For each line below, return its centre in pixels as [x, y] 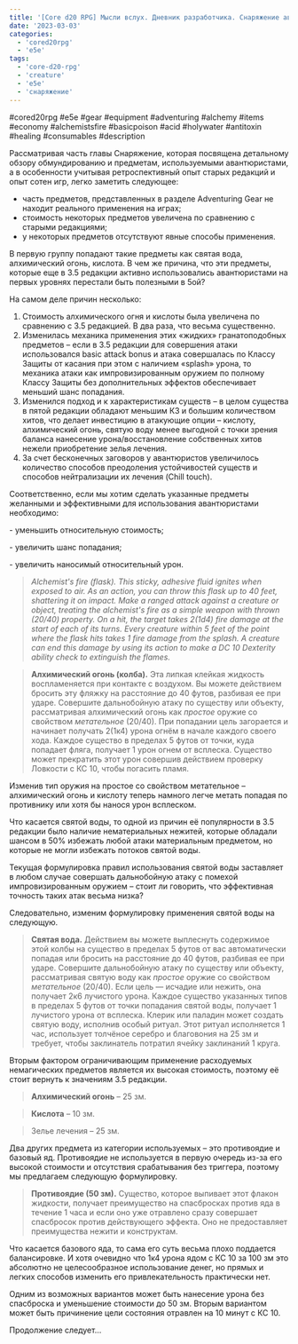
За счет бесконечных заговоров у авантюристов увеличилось [141, 457]
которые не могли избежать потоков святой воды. [105, 850]
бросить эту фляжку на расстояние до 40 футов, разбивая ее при [156, 692]
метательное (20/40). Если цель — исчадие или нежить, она [146, 986]
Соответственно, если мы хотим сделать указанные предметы [129, 494]
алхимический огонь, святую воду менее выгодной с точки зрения [149, 429]
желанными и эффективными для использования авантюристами [134, 503]
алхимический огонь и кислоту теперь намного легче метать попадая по [149, 795]
